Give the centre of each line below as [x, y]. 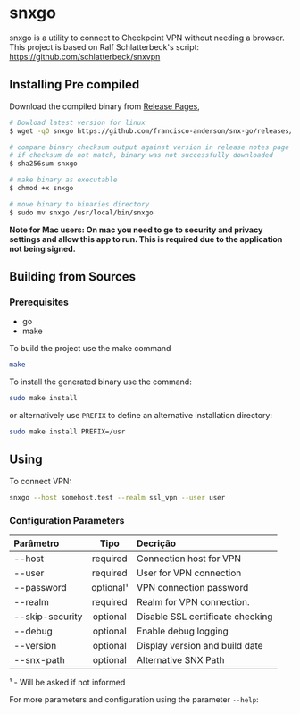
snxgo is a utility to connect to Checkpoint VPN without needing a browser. [147, 38]
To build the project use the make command [90, 349]
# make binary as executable [63, 180]
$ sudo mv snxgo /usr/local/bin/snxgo [81, 213]
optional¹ [110, 587]
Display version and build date [200, 645]
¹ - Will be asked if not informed [67, 682]
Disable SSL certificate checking [205, 617]
